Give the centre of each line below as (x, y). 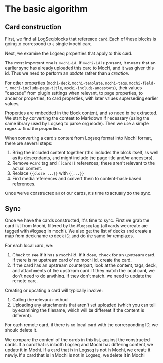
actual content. (27, 168)
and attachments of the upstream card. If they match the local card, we (83, 270)
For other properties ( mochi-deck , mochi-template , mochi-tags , (67, 83)
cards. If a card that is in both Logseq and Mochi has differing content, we (79, 344)
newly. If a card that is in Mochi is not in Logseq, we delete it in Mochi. (75, 355)
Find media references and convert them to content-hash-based (77, 179)
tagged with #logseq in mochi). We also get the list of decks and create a (78, 231)
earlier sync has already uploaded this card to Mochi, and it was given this (80, 68)
